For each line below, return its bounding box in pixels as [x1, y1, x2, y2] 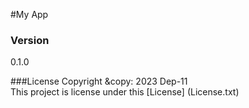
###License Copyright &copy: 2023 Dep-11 [10, 75, 188, 88]
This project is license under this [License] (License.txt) [10, 86, 240, 98]
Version [10, 33, 50, 47]
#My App [10, 9, 49, 20]
